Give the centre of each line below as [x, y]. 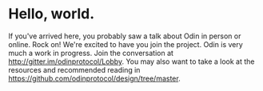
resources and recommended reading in [74, 69]
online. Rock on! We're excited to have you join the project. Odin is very [126, 44]
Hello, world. [52, 14]
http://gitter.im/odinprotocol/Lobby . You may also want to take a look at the [131, 61]
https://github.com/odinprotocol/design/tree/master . [95, 78]
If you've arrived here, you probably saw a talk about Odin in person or [125, 36]
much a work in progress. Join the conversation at [91, 53]
